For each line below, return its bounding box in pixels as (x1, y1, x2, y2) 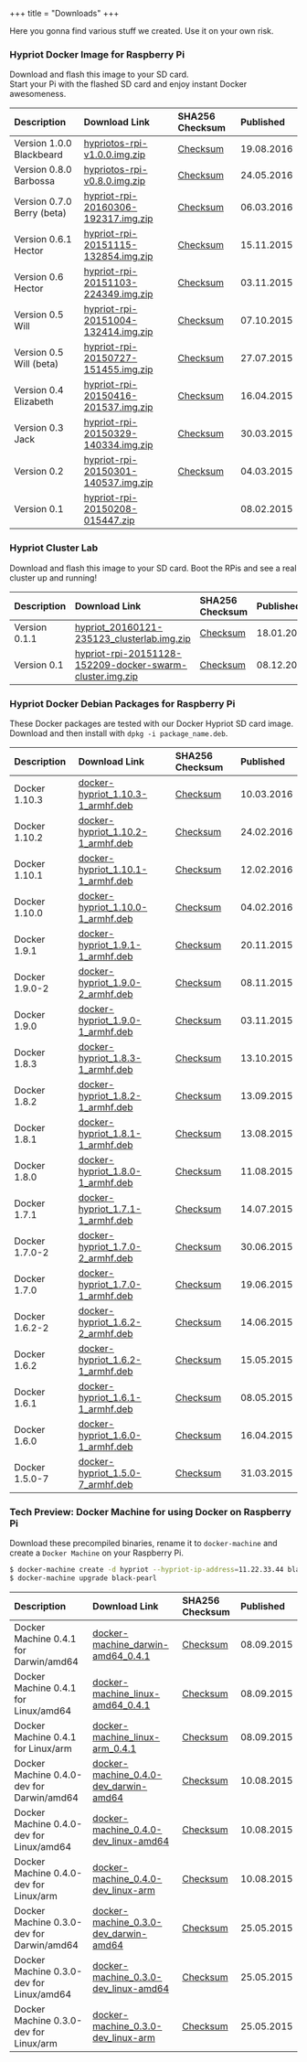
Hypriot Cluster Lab (9, 541, 99, 554)
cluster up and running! (9, 572, 98, 583)
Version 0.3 (14, 422, 64, 434)
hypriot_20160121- (74, 621, 164, 634)
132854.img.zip (83, 251, 153, 263)
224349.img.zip (83, 288, 153, 301)
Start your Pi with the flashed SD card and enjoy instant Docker (9, 79, 248, 90)
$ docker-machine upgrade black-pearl (9, 1574, 157, 1583)
